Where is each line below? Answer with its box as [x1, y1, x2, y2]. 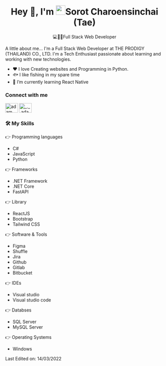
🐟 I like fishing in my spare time [12, 71, 80, 78]
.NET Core [12, 183, 34, 189]
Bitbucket [12, 270, 33, 276]
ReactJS [12, 210, 30, 217]
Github [12, 259, 27, 265]
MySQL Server [12, 324, 43, 330]
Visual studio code [12, 297, 51, 303]
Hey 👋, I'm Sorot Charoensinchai [11, 6, 158, 18]
